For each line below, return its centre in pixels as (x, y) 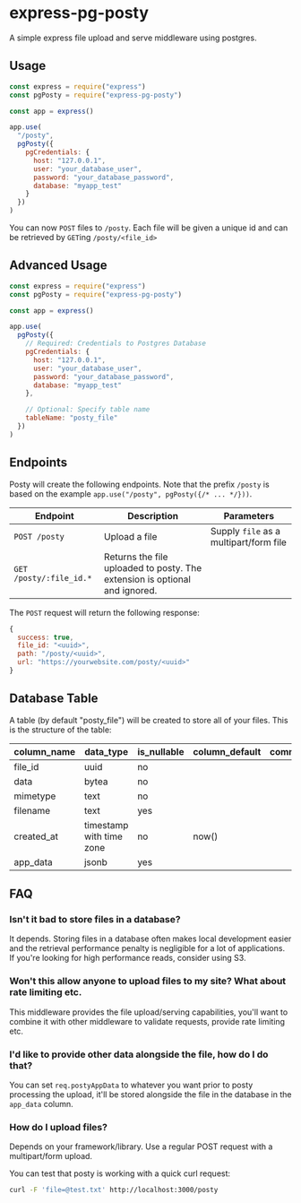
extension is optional (147, 579)
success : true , (46, 637)
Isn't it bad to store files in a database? (95, 919)
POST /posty (39, 537)
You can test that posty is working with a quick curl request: (120, 1173)
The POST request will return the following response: (104, 612)
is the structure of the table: (60, 730)
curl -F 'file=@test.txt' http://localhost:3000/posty (114, 1190)
